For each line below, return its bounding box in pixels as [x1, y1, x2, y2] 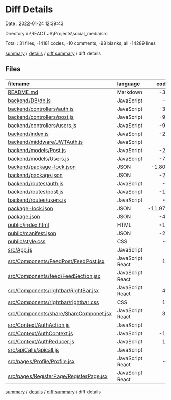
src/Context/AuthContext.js [8, 330, 73, 337]
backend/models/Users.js [8, 155, 70, 162]
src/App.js [8, 246, 32, 253]
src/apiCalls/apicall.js [8, 346, 59, 353]
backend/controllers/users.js [8, 121, 77, 129]
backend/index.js [8, 130, 49, 137]
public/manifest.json [8, 230, 57, 237]
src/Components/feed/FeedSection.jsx [8, 272, 101, 279]
